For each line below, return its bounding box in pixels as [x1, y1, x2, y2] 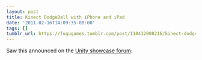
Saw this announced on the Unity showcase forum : [6, 47, 133, 54]
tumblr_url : [6, 31, 36, 37]
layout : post [6, 8, 39, 15]
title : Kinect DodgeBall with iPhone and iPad [6, 14, 125, 20]
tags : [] [6, 25, 28, 31]
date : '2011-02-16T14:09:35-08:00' [6, 20, 96, 26]
